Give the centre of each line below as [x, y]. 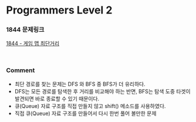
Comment [21, 70]
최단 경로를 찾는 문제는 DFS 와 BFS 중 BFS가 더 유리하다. [80, 84]
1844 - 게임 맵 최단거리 [33, 43]
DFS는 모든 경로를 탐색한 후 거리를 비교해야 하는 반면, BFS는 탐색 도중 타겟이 [102, 91]
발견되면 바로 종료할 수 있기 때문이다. [57, 99]
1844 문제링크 [25, 30]
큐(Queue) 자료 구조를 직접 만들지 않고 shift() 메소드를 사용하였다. [90, 106]
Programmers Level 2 [59, 10]
